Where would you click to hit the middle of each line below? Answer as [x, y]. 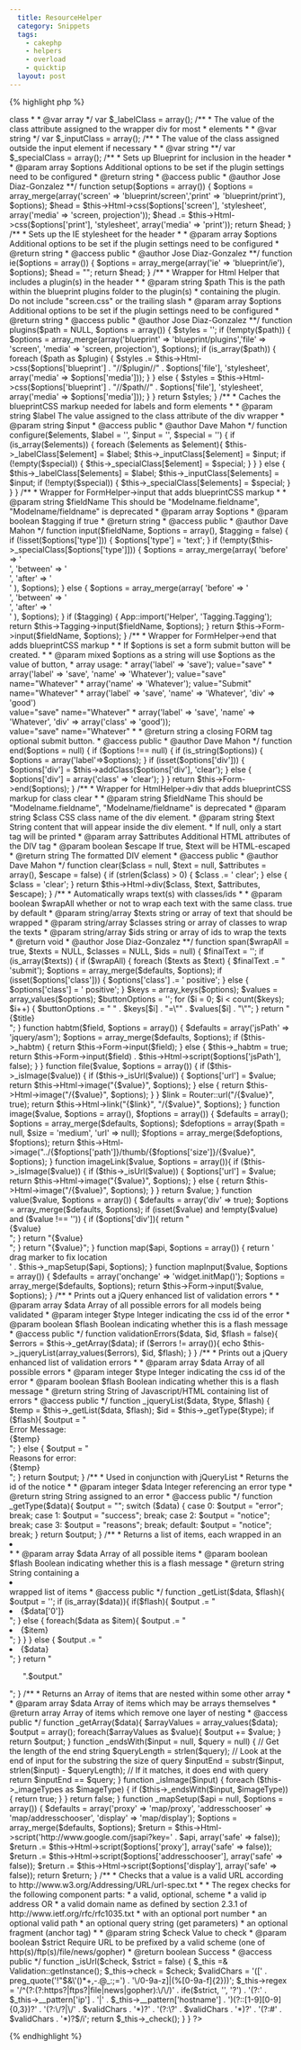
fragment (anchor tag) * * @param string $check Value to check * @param [148, 1932]
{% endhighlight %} [46, 2036]
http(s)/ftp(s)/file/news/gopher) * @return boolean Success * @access [141, 1951]
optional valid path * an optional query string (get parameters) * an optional [149, 1923]
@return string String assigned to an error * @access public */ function [141, 1496]
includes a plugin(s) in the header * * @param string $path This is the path [147, 282]
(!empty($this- [247, 540]
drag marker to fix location [58, 1257]
